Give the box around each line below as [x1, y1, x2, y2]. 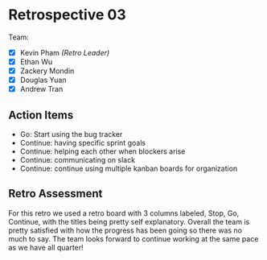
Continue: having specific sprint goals [19, 138, 146, 148]
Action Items [8, 108, 74, 122]
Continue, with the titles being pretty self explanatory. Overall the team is [8, 217, 250, 226]
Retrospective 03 [8, 6, 126, 24]
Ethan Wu [19, 57, 53, 66]
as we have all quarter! [8, 242, 84, 252]
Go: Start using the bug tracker [19, 130, 123, 139]
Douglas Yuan [19, 75, 67, 85]
